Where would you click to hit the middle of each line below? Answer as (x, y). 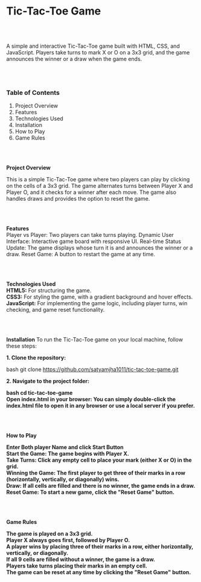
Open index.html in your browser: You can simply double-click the (91, 399)
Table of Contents (33, 92)
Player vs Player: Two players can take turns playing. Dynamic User (90, 235)
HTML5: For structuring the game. (49, 291)
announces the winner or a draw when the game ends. (74, 59)
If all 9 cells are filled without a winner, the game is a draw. (81, 560)
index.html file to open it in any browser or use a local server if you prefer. (101, 406)
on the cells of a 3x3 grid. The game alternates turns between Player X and (100, 186)
